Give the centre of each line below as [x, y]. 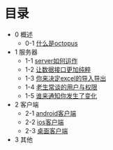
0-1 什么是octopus [51, 43]
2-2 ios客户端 [44, 122]
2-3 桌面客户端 [46, 130]
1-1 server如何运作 [51, 60]
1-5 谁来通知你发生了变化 [61, 95]
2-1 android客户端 [51, 113]
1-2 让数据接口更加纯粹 [58, 69]
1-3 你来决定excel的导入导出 [66, 78]
